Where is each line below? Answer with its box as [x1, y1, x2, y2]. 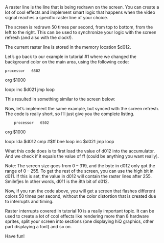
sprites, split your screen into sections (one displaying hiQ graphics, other [5, 218, 154, 224]
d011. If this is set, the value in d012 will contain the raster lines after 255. [5, 173, 152, 179]
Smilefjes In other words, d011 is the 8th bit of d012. [5, 179, 109, 184]
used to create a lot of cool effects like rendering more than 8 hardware [5, 213, 149, 219]
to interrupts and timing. [5, 199, 54, 204]
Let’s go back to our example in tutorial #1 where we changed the [5, 54, 137, 60]
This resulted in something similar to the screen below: [5, 96, 116, 102]
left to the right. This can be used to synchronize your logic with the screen [5, 30, 157, 35]
